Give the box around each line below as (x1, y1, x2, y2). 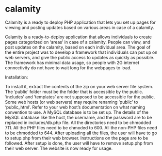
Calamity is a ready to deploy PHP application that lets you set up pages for (5, 19, 156, 25)
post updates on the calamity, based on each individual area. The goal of (5, 44, 151, 50)
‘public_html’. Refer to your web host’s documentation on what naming (5, 104, 146, 110)
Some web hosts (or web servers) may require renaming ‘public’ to (5, 99, 138, 105)
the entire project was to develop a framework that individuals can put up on (5, 49, 158, 55)
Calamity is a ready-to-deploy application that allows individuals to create (5, 34, 152, 40)
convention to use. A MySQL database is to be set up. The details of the (5, 109, 149, 115)
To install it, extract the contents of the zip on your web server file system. (5, 83, 154, 89)
